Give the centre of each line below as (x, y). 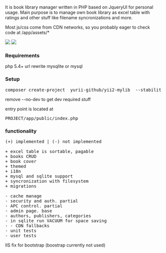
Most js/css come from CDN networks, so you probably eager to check (78, 27)
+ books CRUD (21, 156)
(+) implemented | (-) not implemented (53, 141)
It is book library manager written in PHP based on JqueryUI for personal (79, 7)
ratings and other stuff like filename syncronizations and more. (69, 18)
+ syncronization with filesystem (47, 181)
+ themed (16, 166)
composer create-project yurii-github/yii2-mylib (68, 90)
